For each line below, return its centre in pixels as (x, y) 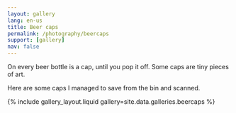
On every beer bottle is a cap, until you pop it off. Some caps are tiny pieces (118, 67)
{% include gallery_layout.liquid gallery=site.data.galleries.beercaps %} (111, 102)
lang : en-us (25, 20)
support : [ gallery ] (36, 40)
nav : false (23, 47)
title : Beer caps (33, 27)
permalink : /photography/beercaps (58, 34)
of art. (16, 74)
